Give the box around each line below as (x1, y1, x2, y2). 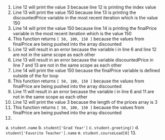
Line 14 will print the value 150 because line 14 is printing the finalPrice (12, 25, 157, 31)
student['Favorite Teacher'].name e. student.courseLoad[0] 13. (5, 130, 137, 136)
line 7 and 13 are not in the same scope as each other (12, 62, 122, 68)
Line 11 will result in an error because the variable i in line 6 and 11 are (12, 89, 154, 94)
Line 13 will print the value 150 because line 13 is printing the (12, 9, 136, 15)
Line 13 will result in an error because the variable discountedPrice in (12, 57, 154, 63)
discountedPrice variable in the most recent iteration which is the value (12, 15, 158, 20)
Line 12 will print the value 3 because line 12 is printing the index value (12, 4, 157, 10)
